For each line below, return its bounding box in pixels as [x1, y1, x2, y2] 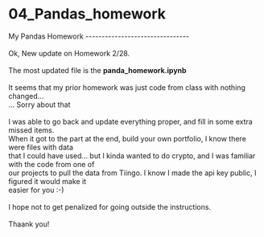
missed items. [8, 125, 55, 135]
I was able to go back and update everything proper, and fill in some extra [8, 116, 254, 126]
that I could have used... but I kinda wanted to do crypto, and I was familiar [8, 150, 256, 161]
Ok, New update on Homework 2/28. [8, 48, 130, 58]
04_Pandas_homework [8, 5, 167, 23]
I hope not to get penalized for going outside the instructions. [8, 202, 212, 211]
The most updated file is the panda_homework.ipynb [8, 65, 187, 75]
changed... [8, 91, 44, 100]
